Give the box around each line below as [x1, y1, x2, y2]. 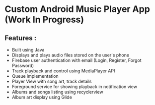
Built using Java [11, 47, 45, 52]
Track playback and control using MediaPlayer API [11, 68, 115, 74]
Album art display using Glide [11, 94, 73, 100]
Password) [11, 63, 34, 68]
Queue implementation [11, 73, 59, 79]
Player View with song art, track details [11, 78, 92, 84]
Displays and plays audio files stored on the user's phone [11, 52, 130, 58]
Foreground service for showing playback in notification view [11, 84, 138, 90]
